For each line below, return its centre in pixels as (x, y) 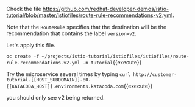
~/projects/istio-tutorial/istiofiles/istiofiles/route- (115, 57)
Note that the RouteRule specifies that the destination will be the (86, 27)
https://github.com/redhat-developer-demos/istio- (106, 9)
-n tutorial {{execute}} (112, 62)
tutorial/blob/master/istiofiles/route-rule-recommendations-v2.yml (90, 15)
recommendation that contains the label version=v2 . (71, 33)
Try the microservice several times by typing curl (69, 74)
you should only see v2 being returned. (55, 98)
